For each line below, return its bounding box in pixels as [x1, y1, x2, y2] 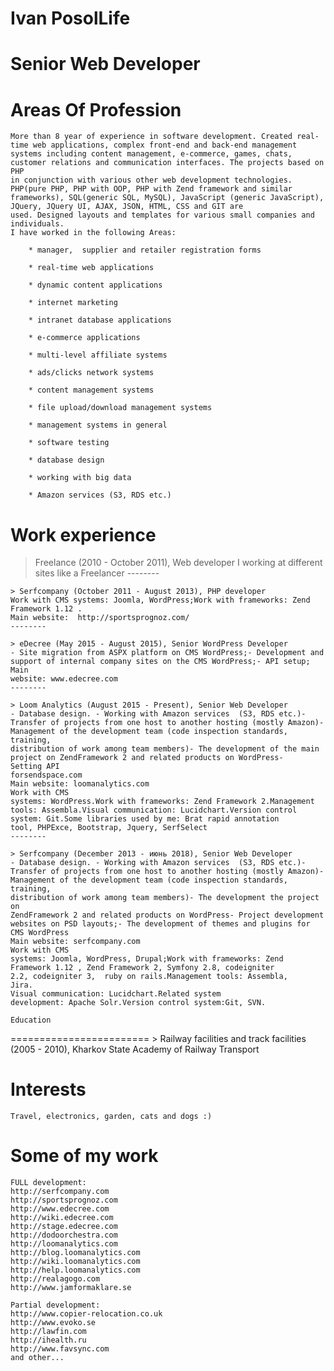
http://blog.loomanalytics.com [10, 1248, 141, 1258]
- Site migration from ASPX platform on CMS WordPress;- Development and [10, 648, 325, 658]
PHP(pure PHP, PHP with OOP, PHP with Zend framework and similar [10, 184, 293, 194]
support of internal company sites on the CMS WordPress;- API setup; [10, 657, 311, 667]
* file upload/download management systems [28, 403, 213, 413]
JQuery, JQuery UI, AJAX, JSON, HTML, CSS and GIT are [10, 202, 244, 212]
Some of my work [10, 1145, 159, 1167]
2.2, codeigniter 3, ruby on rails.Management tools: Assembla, [10, 972, 288, 982]
